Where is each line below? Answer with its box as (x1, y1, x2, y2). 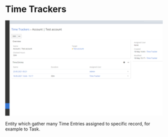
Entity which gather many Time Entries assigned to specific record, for (5, 121, 150, 127)
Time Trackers (5, 3, 66, 15)
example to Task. (5, 126, 40, 132)
